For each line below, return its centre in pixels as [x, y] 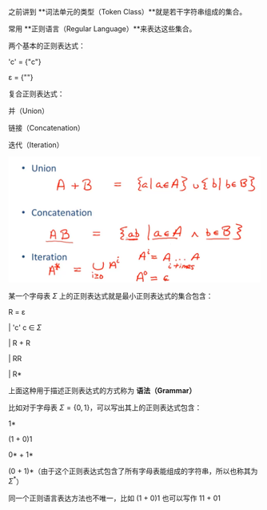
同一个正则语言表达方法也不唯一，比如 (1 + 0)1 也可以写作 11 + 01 [115, 498]
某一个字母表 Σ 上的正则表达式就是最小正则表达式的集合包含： [111, 295]
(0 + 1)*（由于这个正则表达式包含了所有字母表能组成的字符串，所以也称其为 [133, 471]
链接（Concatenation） [47, 128]
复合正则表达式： [36, 94]
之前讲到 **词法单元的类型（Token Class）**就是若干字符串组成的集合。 [128, 12]
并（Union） [29, 111]
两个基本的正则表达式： [47, 46]
